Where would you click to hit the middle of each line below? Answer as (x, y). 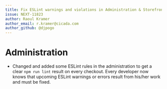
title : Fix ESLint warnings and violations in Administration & (73, 10)
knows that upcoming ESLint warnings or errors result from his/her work (86, 77)
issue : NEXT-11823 (24, 14)
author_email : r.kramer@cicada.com (42, 23)
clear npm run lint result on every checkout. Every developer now (81, 72)
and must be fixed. (32, 82)
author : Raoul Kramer (28, 19)
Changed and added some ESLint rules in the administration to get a (82, 66)
